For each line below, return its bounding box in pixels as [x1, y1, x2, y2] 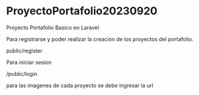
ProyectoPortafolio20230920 [6, 4, 158, 18]
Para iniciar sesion [6, 59, 52, 66]
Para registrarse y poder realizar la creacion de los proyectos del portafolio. [6, 35, 194, 42]
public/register [6, 47, 43, 54]
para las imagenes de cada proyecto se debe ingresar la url [6, 82, 153, 89]
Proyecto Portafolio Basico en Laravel [6, 24, 99, 31]
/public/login [6, 70, 38, 77]
